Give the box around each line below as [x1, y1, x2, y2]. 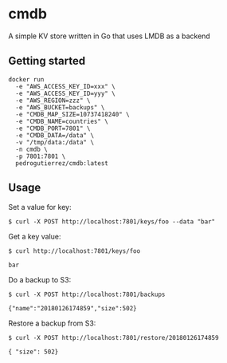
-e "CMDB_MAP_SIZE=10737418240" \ [15, 110, 130, 118]
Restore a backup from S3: [8, 318, 96, 328]
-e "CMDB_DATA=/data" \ [15, 131, 94, 140]
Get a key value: [8, 231, 61, 241]
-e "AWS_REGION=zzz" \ [15, 97, 91, 105]
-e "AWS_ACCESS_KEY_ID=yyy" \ [15, 89, 115, 97]
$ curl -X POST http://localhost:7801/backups [8, 290, 166, 298]
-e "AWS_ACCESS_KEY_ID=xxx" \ [15, 82, 115, 90]
